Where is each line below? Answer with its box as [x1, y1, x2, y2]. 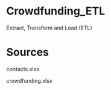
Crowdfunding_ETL [6, 4, 106, 18]
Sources [6, 45, 49, 59]
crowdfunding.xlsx [6, 77, 52, 84]
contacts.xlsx [6, 65, 40, 72]
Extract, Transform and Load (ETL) [6, 24, 92, 31]
